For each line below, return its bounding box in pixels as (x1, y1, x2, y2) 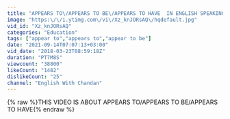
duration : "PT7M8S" (7, 54, 63, 61)
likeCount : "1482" (7, 67, 60, 73)
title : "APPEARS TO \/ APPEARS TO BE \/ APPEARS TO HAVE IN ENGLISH (7, 10, 197, 17)
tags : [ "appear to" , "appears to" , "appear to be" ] (7, 35, 152, 42)
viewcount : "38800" (7, 61, 63, 67)
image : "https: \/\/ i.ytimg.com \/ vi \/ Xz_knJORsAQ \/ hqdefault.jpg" (7, 16, 197, 23)
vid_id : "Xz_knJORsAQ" (7, 22, 72, 29)
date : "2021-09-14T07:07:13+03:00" (7, 41, 109, 48)
